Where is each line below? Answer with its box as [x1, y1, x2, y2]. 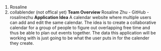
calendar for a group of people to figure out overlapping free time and [9, 25, 150, 31]
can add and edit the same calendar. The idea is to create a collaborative [9, 19, 156, 25]
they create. [9, 40, 34, 46]
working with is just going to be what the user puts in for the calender [9, 35, 150, 41]
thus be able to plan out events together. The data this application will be [9, 30, 156, 35]
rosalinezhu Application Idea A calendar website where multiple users [9, 15, 151, 20]
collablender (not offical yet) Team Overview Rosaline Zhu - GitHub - [9, 9, 149, 15]
